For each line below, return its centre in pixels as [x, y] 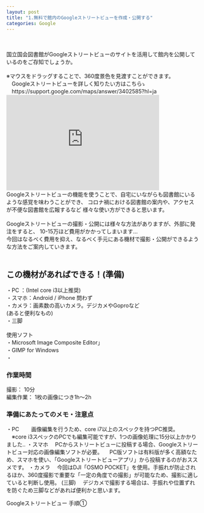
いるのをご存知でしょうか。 [41, 62]
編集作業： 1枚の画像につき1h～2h [49, 397]
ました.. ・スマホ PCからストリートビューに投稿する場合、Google [92, 444]
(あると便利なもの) [30, 313]
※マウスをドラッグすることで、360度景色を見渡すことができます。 [90, 76]
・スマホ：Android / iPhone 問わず [49, 298]
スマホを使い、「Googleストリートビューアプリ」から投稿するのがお [102, 459]
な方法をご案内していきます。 [44, 247]
